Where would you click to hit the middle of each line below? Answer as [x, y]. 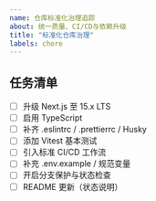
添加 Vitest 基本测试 [60, 141]
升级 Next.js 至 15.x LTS [67, 107]
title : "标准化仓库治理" [52, 35]
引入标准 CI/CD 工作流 [64, 153]
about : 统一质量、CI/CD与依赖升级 [68, 26]
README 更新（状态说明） [73, 186]
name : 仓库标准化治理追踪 [52, 18]
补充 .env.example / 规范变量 [76, 164]
